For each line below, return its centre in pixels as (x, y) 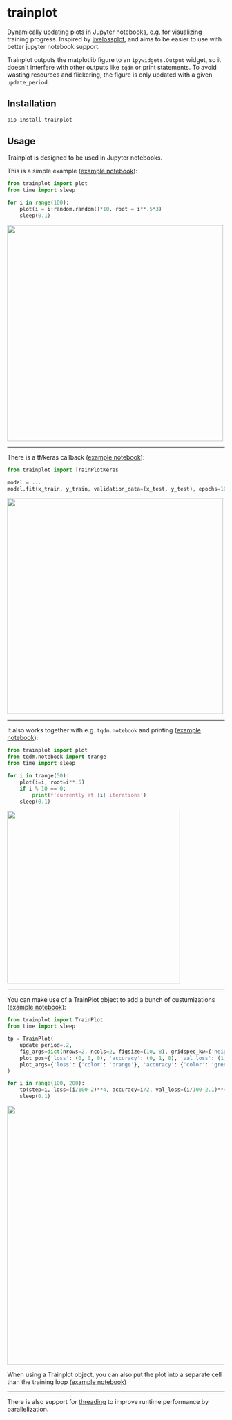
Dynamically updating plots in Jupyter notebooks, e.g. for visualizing (105, 32)
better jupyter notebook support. (54, 46)
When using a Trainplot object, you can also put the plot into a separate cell (115, 1375)
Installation (32, 104)
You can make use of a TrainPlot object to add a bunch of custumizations (111, 1000)
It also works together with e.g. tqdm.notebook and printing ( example (104, 730)
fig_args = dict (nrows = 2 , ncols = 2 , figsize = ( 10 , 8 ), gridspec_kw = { (116, 1052)
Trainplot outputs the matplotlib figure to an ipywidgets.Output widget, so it (114, 59)
